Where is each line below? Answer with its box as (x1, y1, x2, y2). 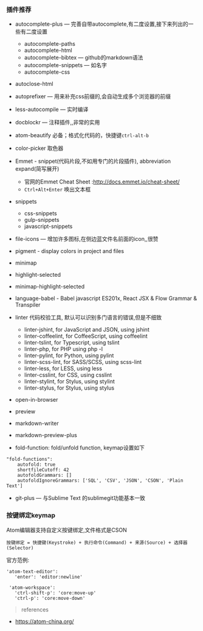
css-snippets (24, 210, 58, 217)
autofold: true (17, 462, 56, 468)
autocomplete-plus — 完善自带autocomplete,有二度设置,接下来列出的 (15, 20, 188, 28)
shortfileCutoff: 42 (17, 467, 69, 473)
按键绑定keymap (6, 511, 56, 519)
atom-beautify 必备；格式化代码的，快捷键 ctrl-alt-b (15, 132, 149, 139)
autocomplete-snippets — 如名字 (24, 62, 108, 69)
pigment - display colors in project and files (15, 248, 125, 255)
